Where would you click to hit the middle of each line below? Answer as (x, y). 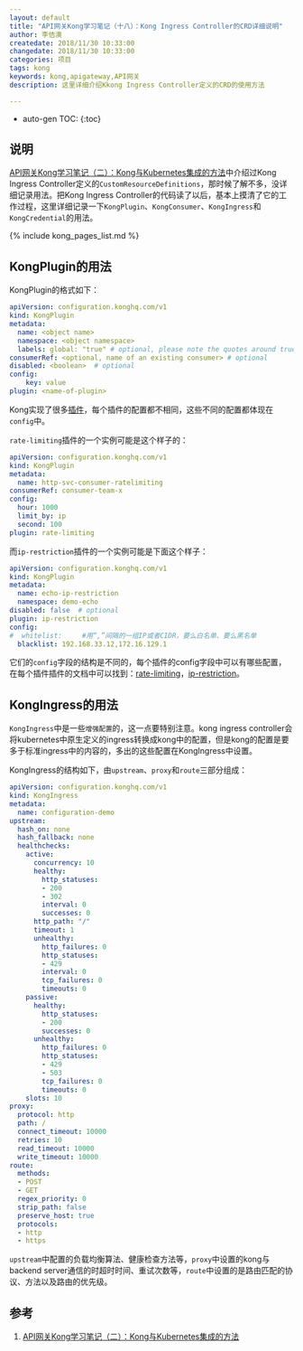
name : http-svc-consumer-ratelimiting (91, 483)
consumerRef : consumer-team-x (66, 491)
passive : (42, 998)
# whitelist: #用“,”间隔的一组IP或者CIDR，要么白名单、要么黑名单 (133, 635)
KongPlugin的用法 (60, 266)
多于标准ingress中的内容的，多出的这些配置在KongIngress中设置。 (133, 751)
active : (40, 855)
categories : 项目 (41, 60)
